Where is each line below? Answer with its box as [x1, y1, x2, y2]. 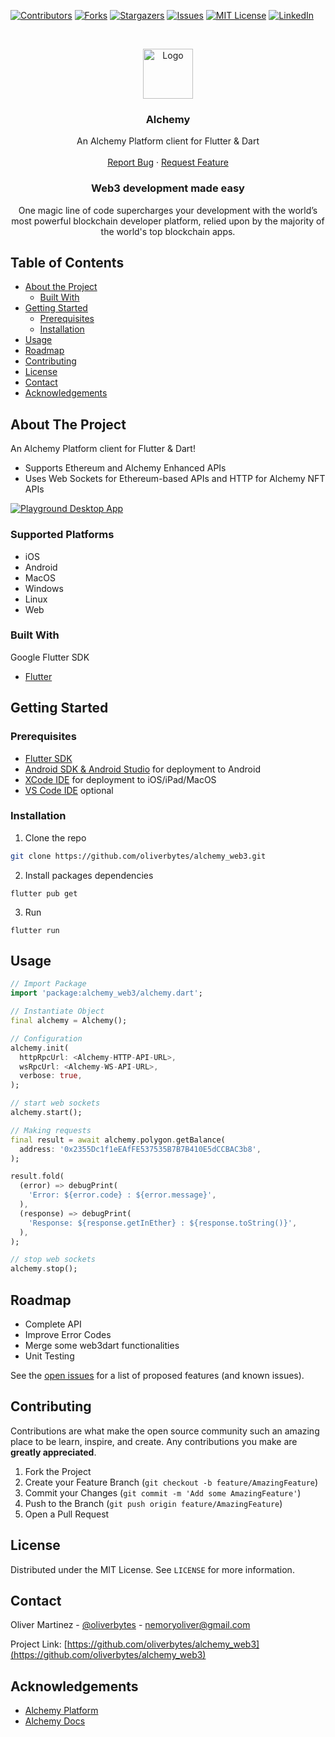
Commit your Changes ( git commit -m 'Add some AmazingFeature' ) [24, 1486, 302, 1499]
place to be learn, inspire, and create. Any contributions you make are [10, 1435, 298, 1447]
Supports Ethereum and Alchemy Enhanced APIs [24, 462, 227, 474]
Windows [24, 582, 64, 594]
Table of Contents [10, 254, 125, 271]
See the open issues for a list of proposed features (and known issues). [10, 1370, 305, 1382]
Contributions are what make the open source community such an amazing [10, 1425, 320, 1437]
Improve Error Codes [24, 1329, 112, 1341]
